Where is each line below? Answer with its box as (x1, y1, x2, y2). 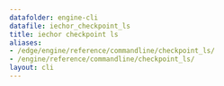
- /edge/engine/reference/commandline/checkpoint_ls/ (9, 47, 216, 56)
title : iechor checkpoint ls (9, 30, 119, 39)
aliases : (9, 38, 42, 47)
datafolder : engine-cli (9, 13, 99, 22)
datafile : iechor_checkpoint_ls (9, 21, 130, 30)
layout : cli (9, 64, 54, 73)
